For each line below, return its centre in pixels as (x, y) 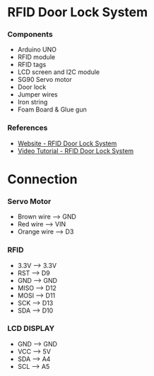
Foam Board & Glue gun (52, 109)
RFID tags (32, 65)
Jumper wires (37, 95)
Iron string (32, 102)
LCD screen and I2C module (59, 72)
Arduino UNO (37, 49)
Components (30, 35)
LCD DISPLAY (31, 329)
